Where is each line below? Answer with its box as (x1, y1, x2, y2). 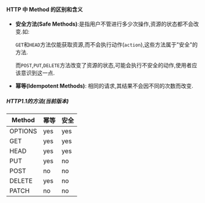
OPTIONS (9, 127, 37, 136)
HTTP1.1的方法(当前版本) (6, 97, 69, 105)
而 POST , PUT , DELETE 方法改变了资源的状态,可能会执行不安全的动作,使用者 (15, 62, 192, 69)
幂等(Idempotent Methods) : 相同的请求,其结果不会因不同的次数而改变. (15, 83, 193, 90)
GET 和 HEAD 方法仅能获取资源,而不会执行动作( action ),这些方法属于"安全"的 (15, 41, 198, 48)
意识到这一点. (20, 69, 55, 76)
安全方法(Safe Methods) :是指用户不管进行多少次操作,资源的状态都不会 (15, 20, 194, 28)
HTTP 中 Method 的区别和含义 (6, 6, 83, 13)
